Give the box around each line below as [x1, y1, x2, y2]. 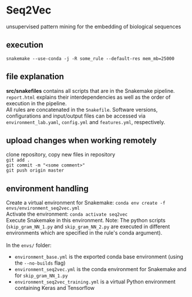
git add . [6, 157, 31, 163]
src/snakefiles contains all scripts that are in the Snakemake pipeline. [6, 87, 175, 94]
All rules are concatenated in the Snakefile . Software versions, [6, 106, 158, 113]
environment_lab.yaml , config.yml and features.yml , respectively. [6, 118, 166, 125]
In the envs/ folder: [6, 242, 52, 249]
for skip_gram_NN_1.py [14, 272, 68, 279]
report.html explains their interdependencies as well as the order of [6, 94, 171, 101]
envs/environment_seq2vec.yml [6, 205, 80, 212]
